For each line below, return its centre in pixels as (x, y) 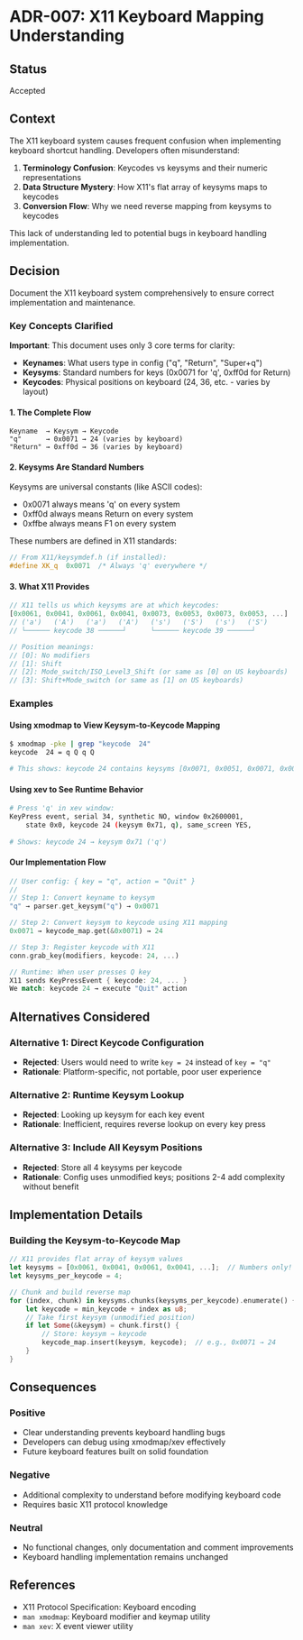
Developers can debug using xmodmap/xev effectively (124, 1442)
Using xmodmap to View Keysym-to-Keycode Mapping (115, 725)
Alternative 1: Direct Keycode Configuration (107, 1042)
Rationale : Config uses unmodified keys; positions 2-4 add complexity (154, 1177)
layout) (35, 391)
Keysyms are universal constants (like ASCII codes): (106, 487)
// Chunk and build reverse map (70, 1292)
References (42, 1585)
